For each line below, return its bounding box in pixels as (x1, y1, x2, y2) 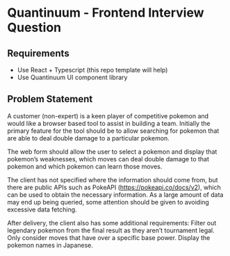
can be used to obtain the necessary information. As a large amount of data (7, 190, 224, 199)
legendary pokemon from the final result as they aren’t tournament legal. (7, 226, 215, 234)
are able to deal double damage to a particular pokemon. (7, 134, 170, 142)
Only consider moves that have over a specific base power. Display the (7, 233, 211, 241)
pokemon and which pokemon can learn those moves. (7, 162, 163, 170)
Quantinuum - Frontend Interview (7, 5, 204, 21)
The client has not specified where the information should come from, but (7, 175, 218, 184)
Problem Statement (7, 93, 93, 105)
